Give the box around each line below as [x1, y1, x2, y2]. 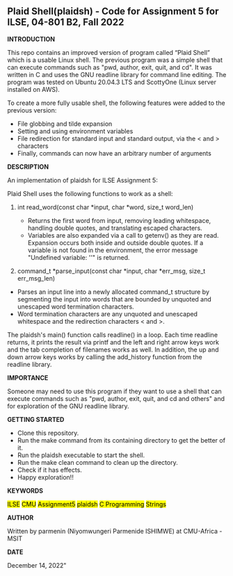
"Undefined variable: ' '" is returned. [27, 253, 130, 261]
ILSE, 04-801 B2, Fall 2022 [7, 17, 124, 28]
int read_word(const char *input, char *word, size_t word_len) [17, 203, 194, 211]
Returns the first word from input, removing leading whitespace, [27, 216, 211, 224]
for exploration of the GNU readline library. [7, 402, 129, 410]
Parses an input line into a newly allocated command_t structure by [17, 288, 210, 296]
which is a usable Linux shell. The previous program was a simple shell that [7, 56, 223, 64]
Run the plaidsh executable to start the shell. [17, 451, 145, 459]
